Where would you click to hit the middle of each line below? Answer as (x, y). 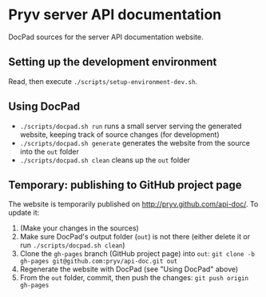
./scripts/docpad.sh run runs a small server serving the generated (131, 126)
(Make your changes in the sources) (79, 228)
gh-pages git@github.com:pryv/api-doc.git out (99, 262)
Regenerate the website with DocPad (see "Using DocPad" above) (129, 269)
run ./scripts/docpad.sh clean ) (72, 245)
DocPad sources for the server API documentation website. (106, 37)
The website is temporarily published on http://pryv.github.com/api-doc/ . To (133, 204)
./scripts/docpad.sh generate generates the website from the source (135, 142)
